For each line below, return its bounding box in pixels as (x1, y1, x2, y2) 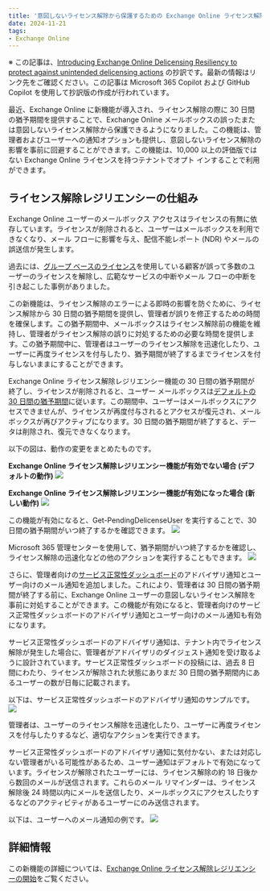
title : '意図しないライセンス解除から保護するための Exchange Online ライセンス (8, 11, 254, 20)
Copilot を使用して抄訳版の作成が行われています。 (8, 88, 174, 98)
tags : (8, 27, 27, 35)
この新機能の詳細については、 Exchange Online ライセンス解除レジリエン (8, 864, 249, 873)
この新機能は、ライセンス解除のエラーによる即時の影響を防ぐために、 (8, 299, 240, 309)
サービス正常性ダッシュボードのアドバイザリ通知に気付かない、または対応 (8, 747, 255, 757)
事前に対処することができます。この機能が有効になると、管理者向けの (8, 600, 240, 610)
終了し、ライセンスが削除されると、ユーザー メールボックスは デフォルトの (8, 386, 256, 396)
